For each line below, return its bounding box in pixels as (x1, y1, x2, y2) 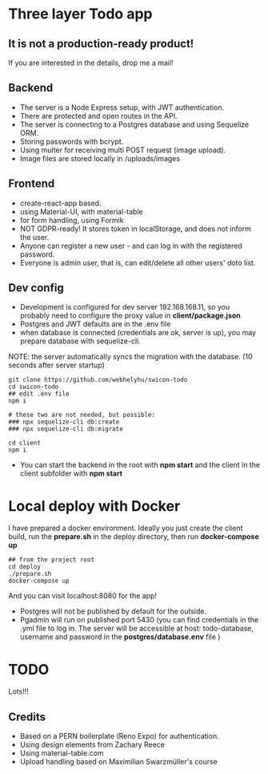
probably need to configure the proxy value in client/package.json (19, 310, 242, 321)
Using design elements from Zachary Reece (19, 740, 166, 750)
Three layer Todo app (8, 5, 153, 23)
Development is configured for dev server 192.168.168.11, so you (19, 302, 230, 312)
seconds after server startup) (8, 360, 106, 370)
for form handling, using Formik (19, 215, 124, 225)
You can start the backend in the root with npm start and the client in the (19, 460, 261, 470)
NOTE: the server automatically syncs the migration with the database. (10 (8, 352, 253, 362)
